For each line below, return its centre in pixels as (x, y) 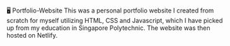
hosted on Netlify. (32, 35)
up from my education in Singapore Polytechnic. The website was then (108, 28)
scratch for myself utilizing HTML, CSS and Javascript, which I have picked (115, 21)
